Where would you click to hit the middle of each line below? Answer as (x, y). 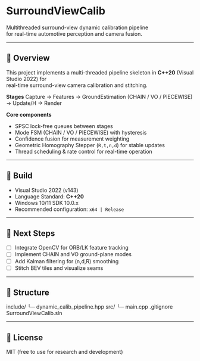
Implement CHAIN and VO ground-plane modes (73, 254)
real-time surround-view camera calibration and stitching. (77, 85)
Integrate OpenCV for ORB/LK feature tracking (72, 248)
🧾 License (25, 337)
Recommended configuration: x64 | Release (69, 209)
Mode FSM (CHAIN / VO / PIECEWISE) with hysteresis (81, 132)
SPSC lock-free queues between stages (64, 126)
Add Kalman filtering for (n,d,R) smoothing (67, 261)
